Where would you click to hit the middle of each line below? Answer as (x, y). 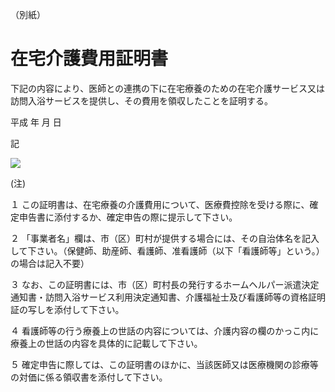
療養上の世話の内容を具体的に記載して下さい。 (106, 343)
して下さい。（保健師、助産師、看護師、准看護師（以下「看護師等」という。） (167, 250)
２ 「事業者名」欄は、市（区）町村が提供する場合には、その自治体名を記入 (165, 238)
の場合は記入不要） (50, 263)
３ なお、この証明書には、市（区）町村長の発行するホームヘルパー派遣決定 (165, 284)
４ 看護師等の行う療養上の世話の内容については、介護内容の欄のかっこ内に (165, 330)
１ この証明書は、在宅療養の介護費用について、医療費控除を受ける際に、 (160, 204)
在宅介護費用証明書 (89, 59)
